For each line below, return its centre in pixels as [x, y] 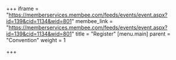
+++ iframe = [23, 9]
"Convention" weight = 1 [36, 40]
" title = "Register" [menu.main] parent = [121, 34]
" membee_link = [92, 21]
